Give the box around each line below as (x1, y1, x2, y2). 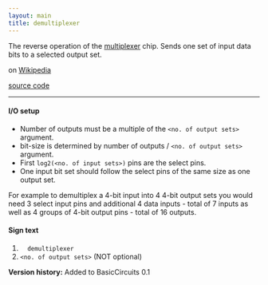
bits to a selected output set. (8, 49, 102, 59)
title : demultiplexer (8, 19, 81, 27)
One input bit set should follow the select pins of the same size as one (19, 166, 250, 176)
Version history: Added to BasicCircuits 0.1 (8, 267, 150, 276)
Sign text (8, 225, 39, 236)
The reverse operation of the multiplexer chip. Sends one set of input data (8, 41, 251, 50)
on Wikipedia (8, 65, 52, 74)
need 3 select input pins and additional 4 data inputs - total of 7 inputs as (8, 199, 249, 208)
